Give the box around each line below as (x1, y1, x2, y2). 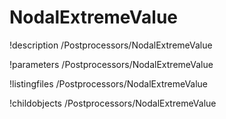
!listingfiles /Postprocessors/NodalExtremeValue (9, 77, 209, 90)
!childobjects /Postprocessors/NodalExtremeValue (9, 97, 217, 109)
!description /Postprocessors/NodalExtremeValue (9, 39, 213, 51)
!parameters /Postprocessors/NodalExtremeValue (9, 58, 214, 70)
